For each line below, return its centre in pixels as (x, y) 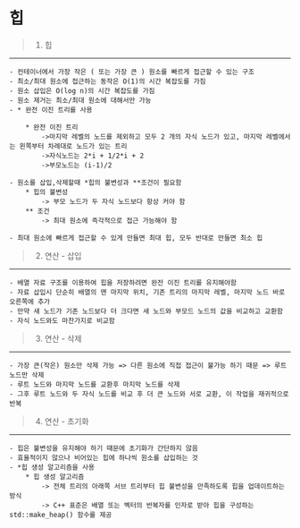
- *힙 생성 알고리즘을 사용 (52, 467)
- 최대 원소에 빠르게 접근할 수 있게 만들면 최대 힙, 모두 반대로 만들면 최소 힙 (136, 238)
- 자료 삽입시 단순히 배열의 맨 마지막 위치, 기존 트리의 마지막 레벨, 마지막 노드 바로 (147, 292)
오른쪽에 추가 (30, 302)
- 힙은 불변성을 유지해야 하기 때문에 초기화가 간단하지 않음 (104, 448)
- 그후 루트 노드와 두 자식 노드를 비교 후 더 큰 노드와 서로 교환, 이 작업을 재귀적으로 (149, 394)
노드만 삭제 (27, 375)
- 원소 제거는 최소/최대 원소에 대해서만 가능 (80, 100)
